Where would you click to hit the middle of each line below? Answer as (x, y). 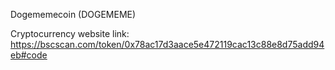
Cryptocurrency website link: (70, 33)
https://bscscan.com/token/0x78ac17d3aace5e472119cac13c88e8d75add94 (167, 44)
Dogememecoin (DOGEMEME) (73, 14)
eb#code (29, 55)
